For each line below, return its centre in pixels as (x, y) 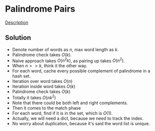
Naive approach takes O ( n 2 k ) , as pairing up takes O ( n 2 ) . (68, 60)
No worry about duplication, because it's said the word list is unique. (81, 124)
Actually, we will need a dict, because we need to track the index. (78, 118)
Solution (18, 38)
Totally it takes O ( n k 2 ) (34, 97)
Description (17, 22)
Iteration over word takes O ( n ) (42, 81)
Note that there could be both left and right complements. (70, 103)
